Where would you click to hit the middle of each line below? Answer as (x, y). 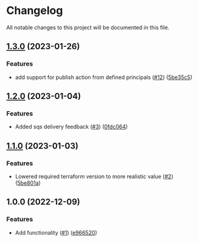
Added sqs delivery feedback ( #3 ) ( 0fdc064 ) (71, 127)
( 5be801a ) (28, 183)
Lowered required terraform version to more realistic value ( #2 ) (94, 176)
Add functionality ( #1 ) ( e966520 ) (56, 232)
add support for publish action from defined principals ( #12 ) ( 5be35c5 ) (104, 77)
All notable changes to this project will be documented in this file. (88, 27)
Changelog (35, 11)
